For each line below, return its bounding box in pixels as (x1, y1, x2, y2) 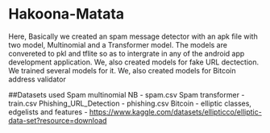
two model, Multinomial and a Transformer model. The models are (8, 39, 228, 49)
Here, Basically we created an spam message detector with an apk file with (8, 31, 258, 41)
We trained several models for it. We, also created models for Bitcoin (8, 65, 236, 75)
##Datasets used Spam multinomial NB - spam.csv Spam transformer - (8, 89, 245, 99)
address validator (8, 74, 66, 84)
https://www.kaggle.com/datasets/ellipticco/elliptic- (89, 106, 262, 117)
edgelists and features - (8, 106, 88, 117)
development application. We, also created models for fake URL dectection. (8, 57, 260, 67)
